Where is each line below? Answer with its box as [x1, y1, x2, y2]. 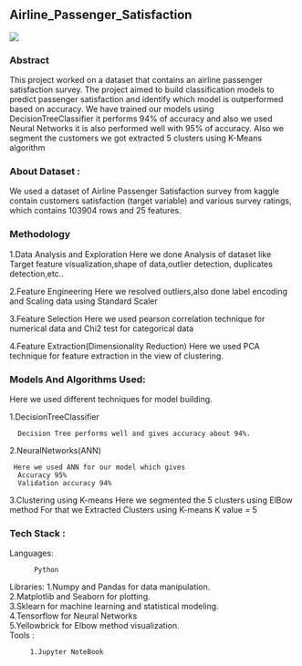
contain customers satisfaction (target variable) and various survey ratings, [9, 195, 292, 206]
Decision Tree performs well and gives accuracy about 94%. [17, 429, 251, 438]
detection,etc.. [9, 268, 64, 279]
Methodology [9, 228, 71, 241]
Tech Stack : [9, 526, 66, 539]
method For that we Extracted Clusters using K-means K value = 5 [9, 505, 258, 515]
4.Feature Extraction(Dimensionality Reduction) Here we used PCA [9, 340, 260, 351]
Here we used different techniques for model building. [9, 394, 213, 404]
